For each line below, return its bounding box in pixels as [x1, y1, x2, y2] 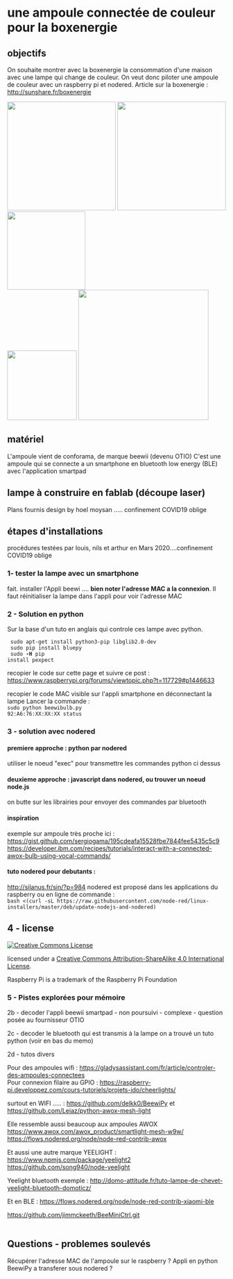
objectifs [7, 47, 46, 59]
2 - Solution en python [7, 609, 84, 619]
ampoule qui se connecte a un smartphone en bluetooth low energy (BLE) [7, 459, 218, 468]
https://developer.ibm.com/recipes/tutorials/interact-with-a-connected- [7, 844, 212, 852]
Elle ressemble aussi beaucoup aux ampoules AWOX [7, 1120, 158, 1128]
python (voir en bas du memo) [7, 1037, 94, 1045]
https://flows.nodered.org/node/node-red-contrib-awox [7, 1134, 167, 1143]
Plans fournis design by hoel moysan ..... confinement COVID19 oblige [7, 505, 207, 513]
